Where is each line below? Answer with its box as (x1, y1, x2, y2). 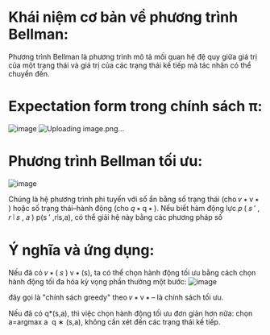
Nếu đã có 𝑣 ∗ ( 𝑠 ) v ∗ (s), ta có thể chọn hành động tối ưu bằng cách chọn (8, 267, 256, 277)
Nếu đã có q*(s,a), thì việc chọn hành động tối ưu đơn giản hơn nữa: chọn (8, 308, 253, 318)
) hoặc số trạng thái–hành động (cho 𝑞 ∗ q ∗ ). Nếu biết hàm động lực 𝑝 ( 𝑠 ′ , (8, 203, 260, 213)
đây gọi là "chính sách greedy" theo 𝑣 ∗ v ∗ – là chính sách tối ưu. (8, 292, 224, 302)
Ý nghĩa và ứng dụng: (8, 242, 155, 259)
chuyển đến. (8, 68, 50, 78)
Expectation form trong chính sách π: (8, 97, 263, 116)
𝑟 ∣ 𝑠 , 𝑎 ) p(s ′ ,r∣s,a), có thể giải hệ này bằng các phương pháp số (8, 212, 223, 221)
